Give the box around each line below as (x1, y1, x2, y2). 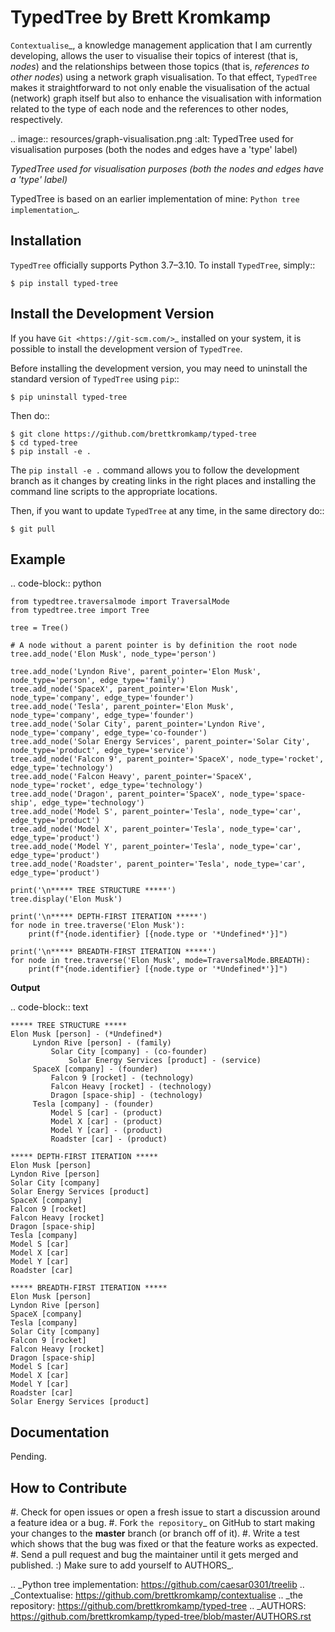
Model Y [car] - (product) (50, 1126, 163, 1136)
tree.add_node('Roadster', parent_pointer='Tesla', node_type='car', (10, 859, 307, 870)
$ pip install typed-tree (10, 278, 118, 288)
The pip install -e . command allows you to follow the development (10, 464, 300, 476)
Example (10, 551, 66, 568)
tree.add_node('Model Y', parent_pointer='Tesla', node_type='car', (10, 842, 302, 852)
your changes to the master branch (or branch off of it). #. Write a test (10, 1527, 300, 1539)
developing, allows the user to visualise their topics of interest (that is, (10, 49, 298, 61)
